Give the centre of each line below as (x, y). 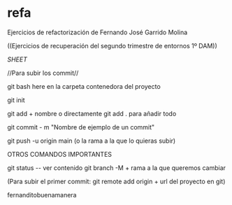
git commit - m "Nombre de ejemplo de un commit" (81, 127)
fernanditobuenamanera (42, 195)
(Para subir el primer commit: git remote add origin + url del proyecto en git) (116, 181)
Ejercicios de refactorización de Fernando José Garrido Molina (97, 32)
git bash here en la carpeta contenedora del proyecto (84, 86)
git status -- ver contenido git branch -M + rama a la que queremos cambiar (116, 168)
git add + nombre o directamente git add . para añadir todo (92, 113)
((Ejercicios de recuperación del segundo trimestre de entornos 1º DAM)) (113, 45)
